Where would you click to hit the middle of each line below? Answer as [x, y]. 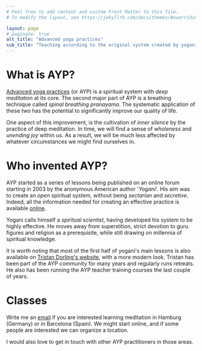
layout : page [23, 28]
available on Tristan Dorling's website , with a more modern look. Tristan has [100, 257]
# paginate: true [28, 34]
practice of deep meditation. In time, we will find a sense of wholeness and [99, 129]
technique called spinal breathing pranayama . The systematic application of [101, 104]
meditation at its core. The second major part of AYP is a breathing [89, 98]
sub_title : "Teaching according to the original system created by [93, 45]
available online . [26, 208]
